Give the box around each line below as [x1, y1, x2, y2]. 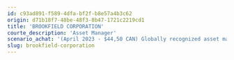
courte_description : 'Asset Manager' [7, 29, 117, 37]
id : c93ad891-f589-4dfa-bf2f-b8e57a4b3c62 [7, 10, 132, 17]
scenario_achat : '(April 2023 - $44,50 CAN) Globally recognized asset [7, 36, 219, 43]
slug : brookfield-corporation [7, 42, 95, 49]
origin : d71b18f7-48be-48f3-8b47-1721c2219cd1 [7, 17, 145, 23]
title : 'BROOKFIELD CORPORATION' [7, 23, 104, 30]
